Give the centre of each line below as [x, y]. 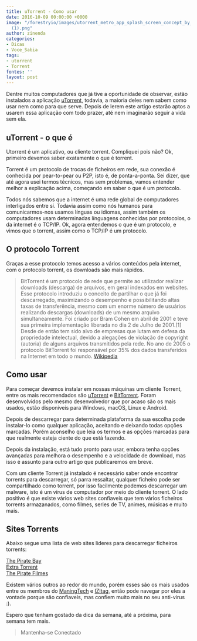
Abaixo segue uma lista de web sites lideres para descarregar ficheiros [92, 543]
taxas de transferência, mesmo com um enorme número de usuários [103, 306]
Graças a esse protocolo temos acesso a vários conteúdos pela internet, [94, 263]
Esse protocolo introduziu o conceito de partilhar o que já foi [94, 293]
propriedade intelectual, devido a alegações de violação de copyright [104, 337]
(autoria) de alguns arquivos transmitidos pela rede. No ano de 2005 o [105, 343]
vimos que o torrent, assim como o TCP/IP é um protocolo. [77, 231]
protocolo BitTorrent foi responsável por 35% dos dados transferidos [103, 350]
